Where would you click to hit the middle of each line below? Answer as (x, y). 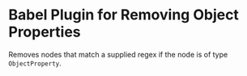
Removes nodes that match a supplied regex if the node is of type (118, 54)
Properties (45, 32)
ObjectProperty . (35, 63)
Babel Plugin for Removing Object (123, 15)
